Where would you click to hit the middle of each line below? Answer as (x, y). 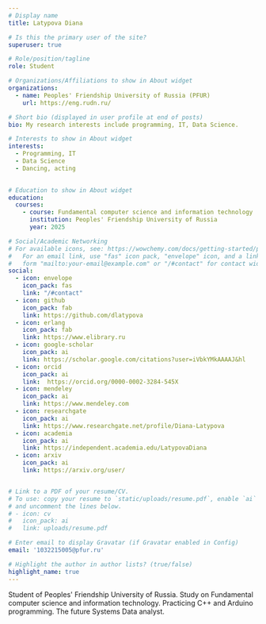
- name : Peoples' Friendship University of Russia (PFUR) (113, 95)
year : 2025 (47, 227)
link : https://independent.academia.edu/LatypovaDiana (115, 448)
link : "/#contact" (53, 293)
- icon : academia (44, 433)
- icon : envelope (44, 279)
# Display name (33, 15)
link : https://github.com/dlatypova (83, 315)
